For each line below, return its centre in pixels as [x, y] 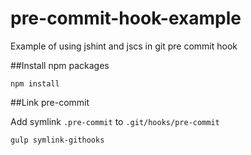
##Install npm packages [60, 65]
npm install [35, 83]
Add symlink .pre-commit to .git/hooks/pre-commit [115, 121]
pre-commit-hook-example [126, 18]
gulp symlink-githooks [57, 140]
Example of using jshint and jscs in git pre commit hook [124, 46]
